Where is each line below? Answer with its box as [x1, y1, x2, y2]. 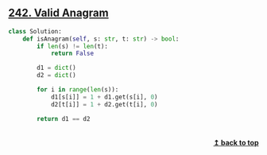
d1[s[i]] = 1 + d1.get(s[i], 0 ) [50, 93, 158, 101]
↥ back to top [213, 138, 259, 147]
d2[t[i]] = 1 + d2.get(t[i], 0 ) [50, 100, 158, 108]
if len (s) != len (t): [37, 42, 109, 50]
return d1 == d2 [37, 114, 91, 122]
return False [50, 49, 94, 58]
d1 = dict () [37, 64, 77, 72]
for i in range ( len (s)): [37, 86, 119, 94]
